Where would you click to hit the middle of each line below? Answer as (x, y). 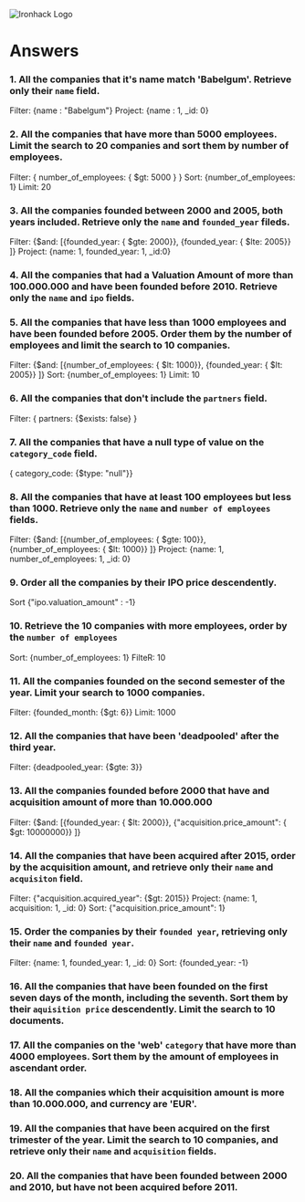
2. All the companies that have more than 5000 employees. (143, 134)
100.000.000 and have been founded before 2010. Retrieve (144, 286)
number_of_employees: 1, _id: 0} (70, 559)
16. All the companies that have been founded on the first (139, 987)
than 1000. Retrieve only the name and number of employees (140, 508)
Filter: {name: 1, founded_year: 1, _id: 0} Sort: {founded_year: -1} (129, 963)
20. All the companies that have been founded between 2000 (148, 1176)
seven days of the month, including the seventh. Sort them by (149, 998)
